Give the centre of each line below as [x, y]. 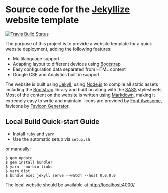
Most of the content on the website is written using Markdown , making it [80, 95]
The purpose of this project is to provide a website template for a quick [79, 43]
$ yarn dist [18, 171]
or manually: [18, 149]
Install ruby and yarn [33, 134]
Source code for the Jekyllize [68, 9]
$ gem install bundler [29, 162]
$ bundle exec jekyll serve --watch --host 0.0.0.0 [60, 175]
